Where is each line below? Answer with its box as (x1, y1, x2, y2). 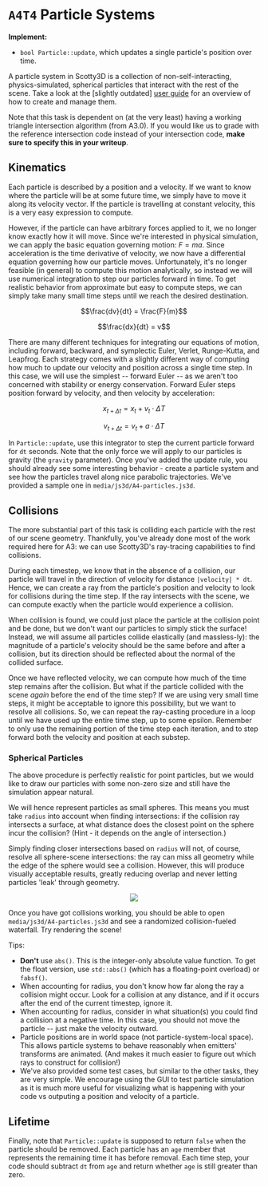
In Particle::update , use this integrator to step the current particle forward (8, 438, 254, 448)
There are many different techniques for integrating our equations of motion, (8, 337, 259, 346)
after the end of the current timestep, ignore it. (19, 998, 173, 1008)
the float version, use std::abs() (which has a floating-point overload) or (19, 964, 260, 974)
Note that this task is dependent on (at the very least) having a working (8, 112, 242, 121)
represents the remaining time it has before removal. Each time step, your (8, 1153, 250, 1163)
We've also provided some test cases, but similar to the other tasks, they (19, 1066, 259, 1076)
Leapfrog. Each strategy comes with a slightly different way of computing (8, 354, 250, 364)
